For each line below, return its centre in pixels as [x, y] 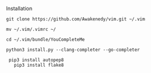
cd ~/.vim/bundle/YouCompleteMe [45, 40]
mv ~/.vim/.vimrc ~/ [31, 29]
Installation [19, 8]
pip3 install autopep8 [36, 60]
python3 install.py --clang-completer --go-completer [73, 50]
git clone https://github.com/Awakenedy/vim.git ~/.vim [75, 19]
